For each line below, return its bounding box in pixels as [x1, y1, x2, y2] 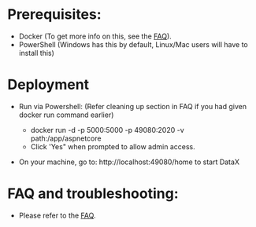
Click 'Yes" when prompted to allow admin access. [30, 141, 196, 151]
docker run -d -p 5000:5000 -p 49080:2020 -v [30, 125, 184, 134]
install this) [18, 48, 54, 57]
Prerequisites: [7, 5, 102, 24]
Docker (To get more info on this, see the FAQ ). [18, 31, 173, 41]
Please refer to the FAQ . [18, 211, 96, 220]
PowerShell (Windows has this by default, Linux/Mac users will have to [18, 39, 249, 49]
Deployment [7, 76, 90, 93]
